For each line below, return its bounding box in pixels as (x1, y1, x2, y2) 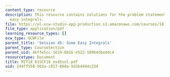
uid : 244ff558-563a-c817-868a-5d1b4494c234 (5, 64, 99, 69)
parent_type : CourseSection (5, 45, 65, 50)
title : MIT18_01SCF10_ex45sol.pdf (5, 59, 78, 64)
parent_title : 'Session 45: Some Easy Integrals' (5, 41, 112, 46)
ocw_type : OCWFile (5, 36, 44, 41)
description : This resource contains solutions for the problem (5, 12, 144, 17)
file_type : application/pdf (5, 26, 65, 31)
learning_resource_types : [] (5, 31, 67, 36)
